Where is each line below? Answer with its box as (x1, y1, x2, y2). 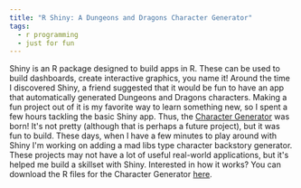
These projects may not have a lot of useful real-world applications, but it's (9, 150, 289, 161)
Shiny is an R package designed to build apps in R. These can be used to (9, 63, 280, 74)
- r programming (17, 30, 79, 39)
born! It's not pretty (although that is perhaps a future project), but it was (9, 121, 280, 132)
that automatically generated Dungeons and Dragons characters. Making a (9, 92, 287, 103)
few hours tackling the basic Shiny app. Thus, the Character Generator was (9, 111, 290, 122)
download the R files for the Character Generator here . (9, 169, 212, 180)
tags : (9, 22, 30, 31)
